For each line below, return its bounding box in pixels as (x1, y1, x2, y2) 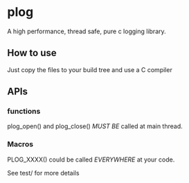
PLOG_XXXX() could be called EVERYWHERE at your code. (7, 155, 175, 164)
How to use (7, 47, 57, 59)
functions (7, 107, 41, 116)
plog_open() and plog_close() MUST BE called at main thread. (7, 122, 183, 130)
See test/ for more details (7, 168, 80, 177)
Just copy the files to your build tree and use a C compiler (7, 65, 173, 73)
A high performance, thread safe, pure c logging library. (7, 27, 166, 35)
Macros (7, 139, 33, 149)
